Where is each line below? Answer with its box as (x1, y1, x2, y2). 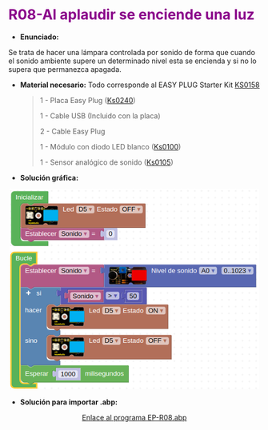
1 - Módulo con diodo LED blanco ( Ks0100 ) (39, 141, 182, 151)
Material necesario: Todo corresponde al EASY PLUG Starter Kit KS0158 (19, 80, 260, 90)
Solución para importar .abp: (19, 397, 118, 407)
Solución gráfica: (19, 173, 78, 182)
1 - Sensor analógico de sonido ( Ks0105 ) (39, 157, 174, 167)
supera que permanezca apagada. (8, 64, 122, 74)
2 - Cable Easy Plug (39, 126, 106, 136)
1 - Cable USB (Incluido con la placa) (39, 110, 162, 121)
